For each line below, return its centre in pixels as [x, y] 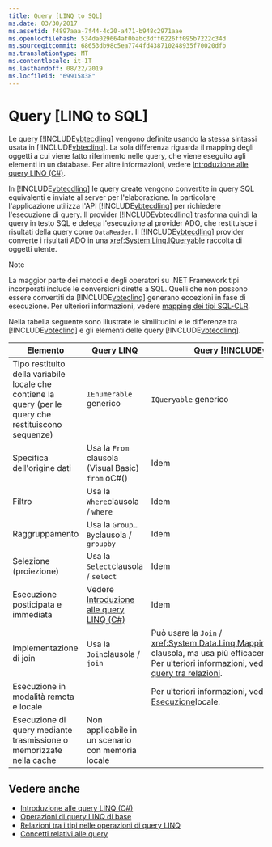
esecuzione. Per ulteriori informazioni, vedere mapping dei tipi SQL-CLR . [130, 306]
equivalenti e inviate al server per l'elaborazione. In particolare [112, 197]
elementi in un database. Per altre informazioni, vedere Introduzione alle [128, 164]
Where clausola [113, 501]
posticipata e [37, 604]
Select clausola [115, 565]
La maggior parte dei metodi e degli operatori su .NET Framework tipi [124, 280]
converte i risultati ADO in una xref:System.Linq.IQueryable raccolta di [125, 240]
